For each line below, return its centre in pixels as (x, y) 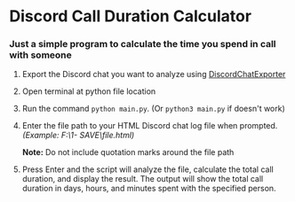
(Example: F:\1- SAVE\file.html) (78, 136)
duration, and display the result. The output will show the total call (143, 179)
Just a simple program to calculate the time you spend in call (143, 44)
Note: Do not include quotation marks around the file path (128, 152)
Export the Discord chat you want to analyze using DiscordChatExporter (154, 74)
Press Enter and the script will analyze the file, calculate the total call (147, 169)
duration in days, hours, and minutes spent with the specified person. (149, 189)
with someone (41, 55)
